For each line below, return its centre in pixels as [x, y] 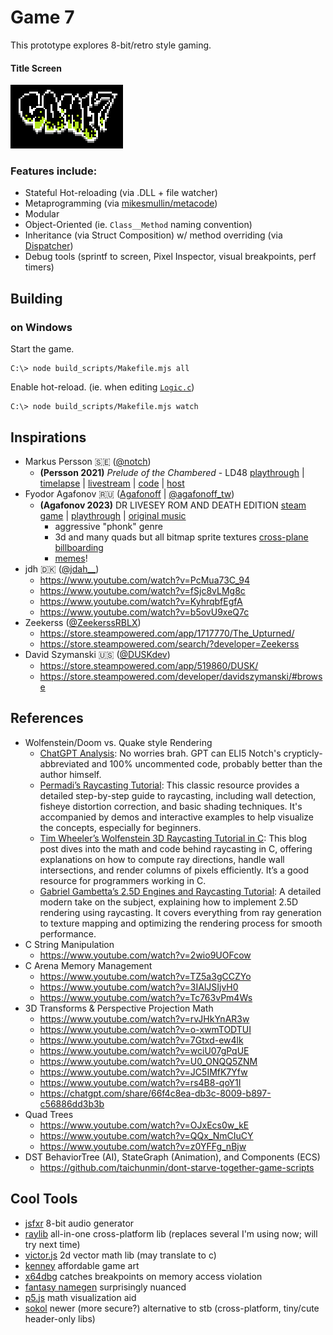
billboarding [79, 547]
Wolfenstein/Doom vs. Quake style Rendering [118, 742]
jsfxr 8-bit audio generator [79, 1223]
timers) [39, 267]
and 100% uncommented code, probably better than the [207, 763]
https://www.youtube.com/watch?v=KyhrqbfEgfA [141, 601]
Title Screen [36, 68]
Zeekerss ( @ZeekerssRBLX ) [83, 622]
